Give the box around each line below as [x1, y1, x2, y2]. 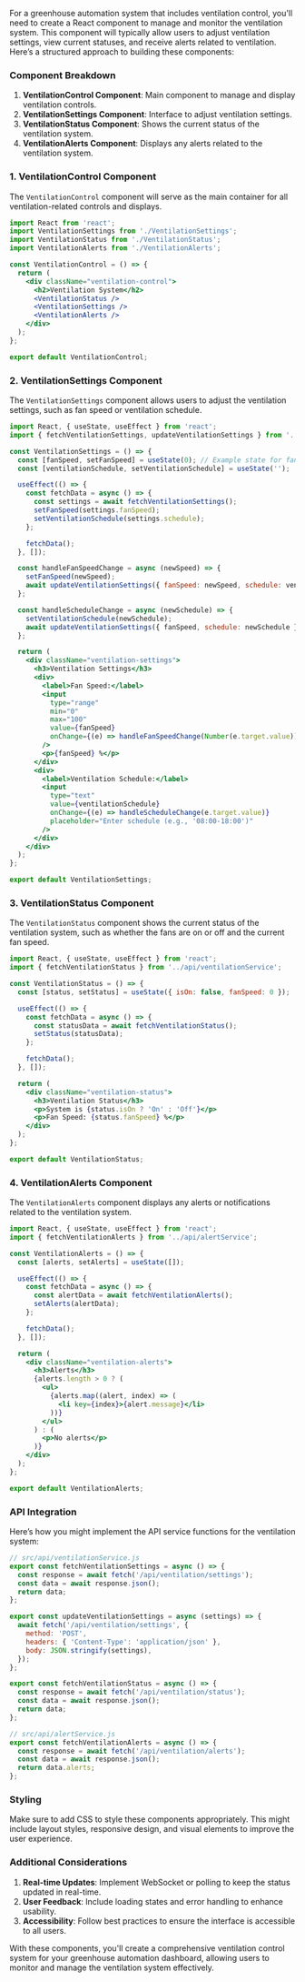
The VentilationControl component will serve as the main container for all [9, 191, 289, 202]
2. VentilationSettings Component [9, 374, 163, 387]
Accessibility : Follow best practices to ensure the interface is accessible [22, 1915, 296, 1927]
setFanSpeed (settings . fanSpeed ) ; [33, 506, 161, 515]
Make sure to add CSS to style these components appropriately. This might [9, 1814, 290, 1825]
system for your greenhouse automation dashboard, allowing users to [9, 1952, 270, 1963]
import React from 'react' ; [9, 218, 116, 227]
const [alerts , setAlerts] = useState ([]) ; [17, 1257, 184, 1267]
